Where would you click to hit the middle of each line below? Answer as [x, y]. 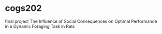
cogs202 [23, 8]
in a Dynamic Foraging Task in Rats [40, 26]
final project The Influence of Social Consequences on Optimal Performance [81, 21]
